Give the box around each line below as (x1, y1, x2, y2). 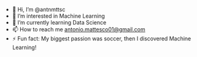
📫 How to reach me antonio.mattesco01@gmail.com (12, 26, 145, 33)
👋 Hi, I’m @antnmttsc (12, 6, 66, 13)
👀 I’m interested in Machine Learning (12, 12, 106, 20)
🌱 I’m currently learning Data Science (12, 19, 107, 26)
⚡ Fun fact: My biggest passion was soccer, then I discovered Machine (12, 35, 191, 42)
